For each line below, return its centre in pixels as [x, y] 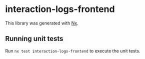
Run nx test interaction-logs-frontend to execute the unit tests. [73, 50]
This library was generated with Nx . [42, 23]
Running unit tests [34, 39]
